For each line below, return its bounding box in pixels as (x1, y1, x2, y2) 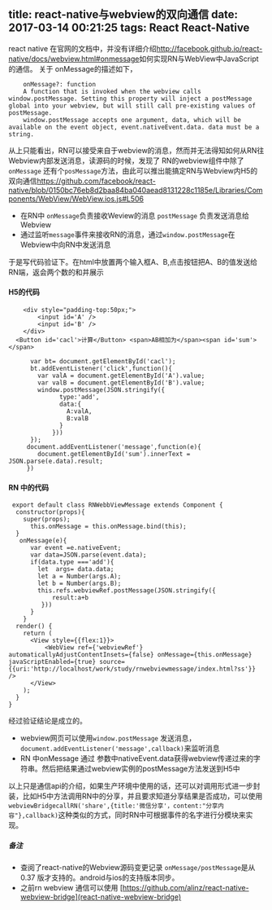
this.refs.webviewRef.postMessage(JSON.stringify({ (37, 587, 217, 595)
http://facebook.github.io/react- (156, 43, 263, 53)
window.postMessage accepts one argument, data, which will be (23, 116, 242, 124)
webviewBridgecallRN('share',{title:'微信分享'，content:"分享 (8, 802, 218, 811)
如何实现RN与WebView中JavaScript (139, 54, 259, 64)
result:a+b (51, 594, 89, 602)
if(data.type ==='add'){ (29, 558, 114, 566)
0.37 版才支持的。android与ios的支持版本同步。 (19, 873, 179, 882)
